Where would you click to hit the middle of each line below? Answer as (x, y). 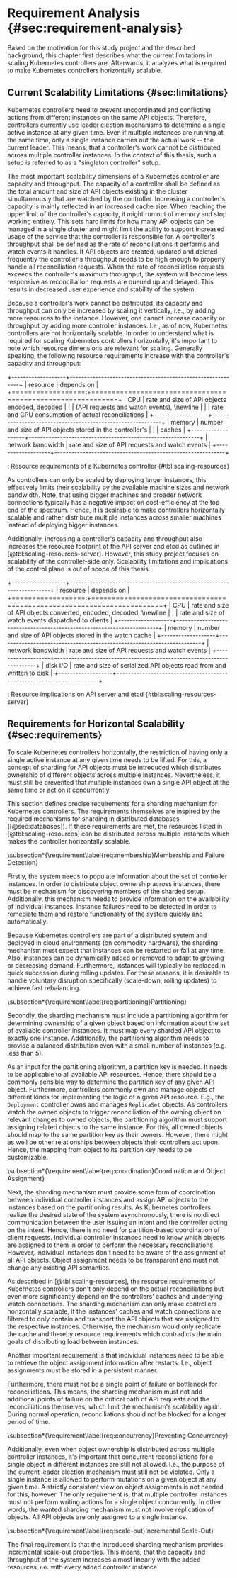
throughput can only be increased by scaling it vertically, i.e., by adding (111, 310)
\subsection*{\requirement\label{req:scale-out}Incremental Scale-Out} (111, 1531)
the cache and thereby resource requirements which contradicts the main (114, 1333)
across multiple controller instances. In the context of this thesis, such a (112, 155)
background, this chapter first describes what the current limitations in (110, 55)
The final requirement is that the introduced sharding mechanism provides (115, 1544)
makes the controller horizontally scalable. (69, 841)
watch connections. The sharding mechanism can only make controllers (112, 1304)
